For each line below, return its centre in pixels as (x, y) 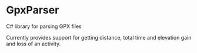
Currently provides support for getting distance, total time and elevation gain (99, 37)
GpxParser (33, 10)
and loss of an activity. (33, 44)
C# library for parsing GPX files (44, 26)
